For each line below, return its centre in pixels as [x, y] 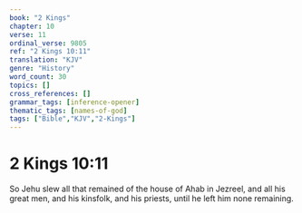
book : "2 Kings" [40, 18]
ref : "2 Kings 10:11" [50, 52]
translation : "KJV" [46, 60]
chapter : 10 [32, 26]
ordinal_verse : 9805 [49, 43]
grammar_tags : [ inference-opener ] [75, 102]
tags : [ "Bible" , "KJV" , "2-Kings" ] [73, 119]
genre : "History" [42, 69]
